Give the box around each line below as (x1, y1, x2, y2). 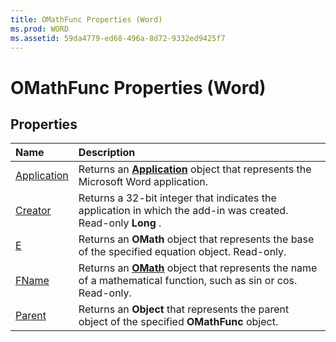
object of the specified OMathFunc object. (78, 315, 279, 329)
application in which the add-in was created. (78, 204, 289, 218)
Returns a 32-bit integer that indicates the (78, 191, 277, 205)
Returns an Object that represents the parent (78, 302, 290, 316)
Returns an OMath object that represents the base (78, 232, 315, 246)
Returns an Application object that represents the (78, 162, 312, 176)
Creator (15, 204, 52, 218)
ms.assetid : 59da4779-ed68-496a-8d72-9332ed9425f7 (10, 33, 226, 43)
